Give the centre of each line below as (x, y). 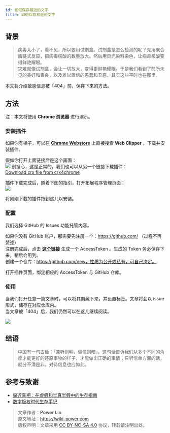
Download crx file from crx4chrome (43, 172)
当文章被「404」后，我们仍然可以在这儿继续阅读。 (58, 312)
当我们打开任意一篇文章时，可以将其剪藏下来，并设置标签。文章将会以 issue (85, 299)
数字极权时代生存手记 (35, 401)
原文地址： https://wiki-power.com (53, 419)
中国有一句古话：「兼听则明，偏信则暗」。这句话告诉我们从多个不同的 (89, 352)
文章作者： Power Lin (40, 412)
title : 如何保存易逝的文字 (30, 15)
